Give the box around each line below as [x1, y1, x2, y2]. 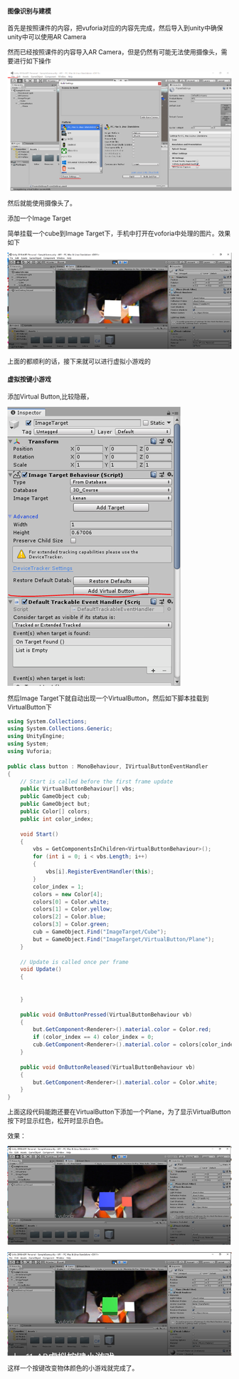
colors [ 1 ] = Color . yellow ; [33, 906, 113, 913]
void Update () [20, 966, 62, 973]
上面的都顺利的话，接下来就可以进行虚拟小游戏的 [7, 357, 151, 366]
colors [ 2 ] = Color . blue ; [33, 913, 107, 921]
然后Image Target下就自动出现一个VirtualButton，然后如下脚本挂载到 [7, 694, 209, 702]
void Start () [20, 831, 59, 838]
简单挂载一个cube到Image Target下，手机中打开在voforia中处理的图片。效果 [7, 229, 231, 237]
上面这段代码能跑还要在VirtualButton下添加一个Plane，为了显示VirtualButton [7, 1107, 231, 1116]
